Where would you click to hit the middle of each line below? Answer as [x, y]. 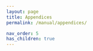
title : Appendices [29, 17]
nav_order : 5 [22, 33]
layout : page [22, 12]
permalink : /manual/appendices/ [46, 23]
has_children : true [31, 39]
